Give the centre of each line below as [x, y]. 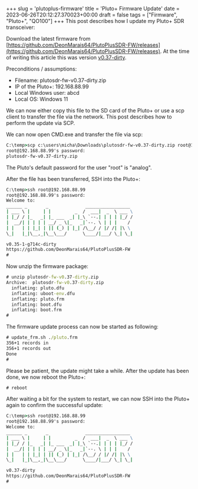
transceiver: [21, 27]
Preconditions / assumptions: [42, 69]
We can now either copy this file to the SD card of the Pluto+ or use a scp [95, 110]
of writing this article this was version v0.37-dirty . [66, 57]
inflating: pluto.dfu [38, 288]
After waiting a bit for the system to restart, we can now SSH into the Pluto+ [98, 399]
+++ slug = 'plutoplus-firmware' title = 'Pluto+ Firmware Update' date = [93, 9]
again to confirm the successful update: [55, 405]
